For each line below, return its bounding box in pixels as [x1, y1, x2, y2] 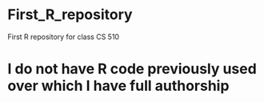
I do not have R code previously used [7, 60, 257, 78]
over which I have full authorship [7, 77, 230, 95]
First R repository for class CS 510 [7, 32, 120, 41]
